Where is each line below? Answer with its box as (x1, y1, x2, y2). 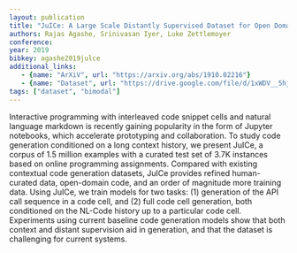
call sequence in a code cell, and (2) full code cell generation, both (9, 195, 253, 206)
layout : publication (9, 12, 86, 22)
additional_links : (9, 63, 77, 72)
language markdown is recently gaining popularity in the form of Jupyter (9, 120, 273, 131)
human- (232, 167, 261, 178)
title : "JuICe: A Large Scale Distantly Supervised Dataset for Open (9, 21, 271, 30)
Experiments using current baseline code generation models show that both (9, 214, 286, 226)
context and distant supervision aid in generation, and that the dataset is (9, 224, 273, 234)
